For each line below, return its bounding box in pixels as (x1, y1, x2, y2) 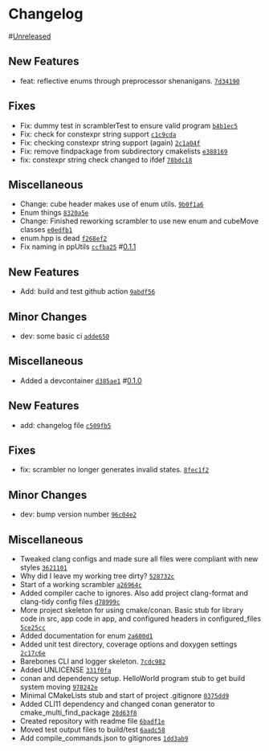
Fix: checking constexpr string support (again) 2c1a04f (19, 137, 201, 147)
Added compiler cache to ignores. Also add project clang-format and (19, 588, 249, 598)
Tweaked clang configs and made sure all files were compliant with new (19, 554, 259, 564)
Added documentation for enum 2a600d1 (19, 631, 153, 641)
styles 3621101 (19, 563, 67, 573)
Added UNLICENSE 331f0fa (19, 665, 112, 675)
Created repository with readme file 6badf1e (19, 716, 165, 726)
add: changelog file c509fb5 (19, 420, 112, 430)
